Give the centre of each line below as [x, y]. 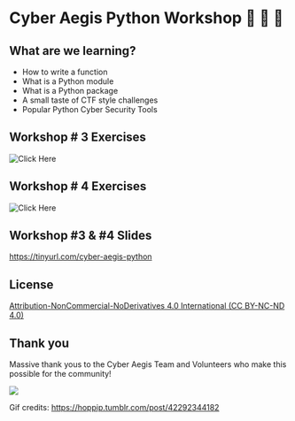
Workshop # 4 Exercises [78, 186]
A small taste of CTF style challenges [90, 100]
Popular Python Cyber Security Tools [89, 109]
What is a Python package [70, 91]
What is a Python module [68, 81]
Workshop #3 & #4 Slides [81, 236]
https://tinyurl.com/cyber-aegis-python [81, 256]
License [31, 284]
